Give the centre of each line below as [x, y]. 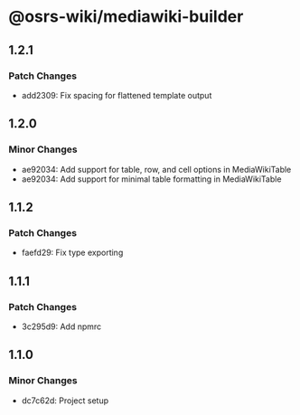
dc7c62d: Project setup [65, 401]
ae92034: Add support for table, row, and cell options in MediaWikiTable [156, 169]
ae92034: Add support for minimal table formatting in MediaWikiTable [151, 179]
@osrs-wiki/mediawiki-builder [126, 17]
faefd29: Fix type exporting [72, 253]
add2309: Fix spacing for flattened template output [117, 95]
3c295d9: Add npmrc [61, 326]
